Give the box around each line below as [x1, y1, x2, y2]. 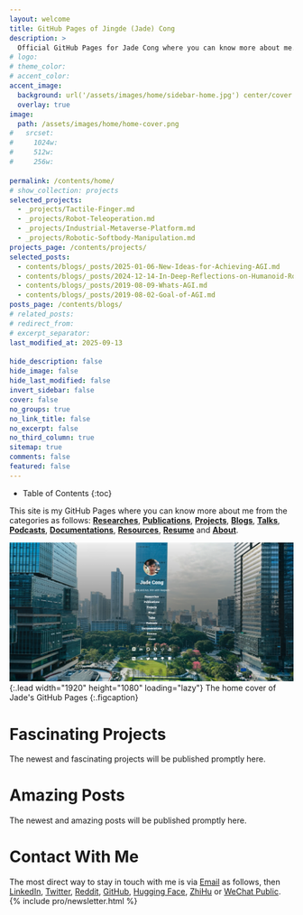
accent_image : [9, 81, 63, 90]
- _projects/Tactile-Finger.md [17, 205, 135, 214]
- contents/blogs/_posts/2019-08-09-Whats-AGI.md [17, 281, 207, 291]
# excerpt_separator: [9, 328, 91, 337]
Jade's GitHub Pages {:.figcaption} [9, 692, 139, 703]
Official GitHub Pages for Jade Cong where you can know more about [17, 43, 280, 52]
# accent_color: [9, 72, 70, 81]
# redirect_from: [9, 319, 75, 328]
